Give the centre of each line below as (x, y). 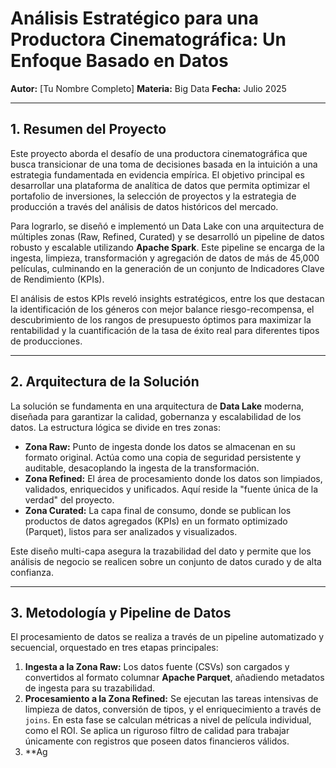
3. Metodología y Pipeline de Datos (121, 612)
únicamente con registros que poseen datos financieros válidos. (157, 741)
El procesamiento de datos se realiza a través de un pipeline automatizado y (167, 637)
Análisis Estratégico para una (134, 18)
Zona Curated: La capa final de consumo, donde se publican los (158, 510)
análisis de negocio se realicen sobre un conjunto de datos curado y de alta (166, 561)
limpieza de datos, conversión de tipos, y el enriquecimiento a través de (173, 709)
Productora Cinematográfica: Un (148, 39)
